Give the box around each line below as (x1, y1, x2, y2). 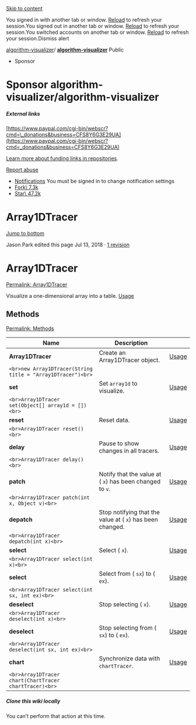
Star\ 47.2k (14, 190, 41, 197)
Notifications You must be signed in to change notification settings (14, 178, 175, 185)
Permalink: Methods (6, 325, 54, 332)
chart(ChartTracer (9, 677, 60, 683)
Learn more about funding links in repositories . (6, 155, 118, 162)
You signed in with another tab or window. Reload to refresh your (6, 16, 162, 23)
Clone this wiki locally (6, 697, 61, 705)
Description (114, 339, 148, 347)
